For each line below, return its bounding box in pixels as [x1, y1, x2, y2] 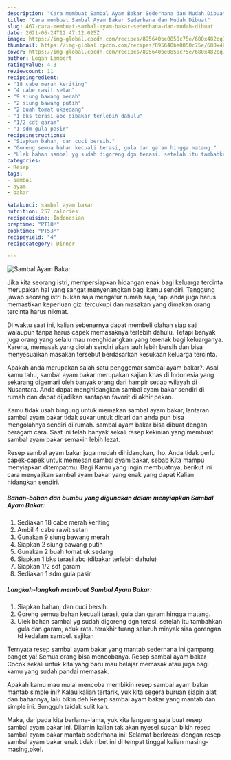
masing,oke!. [7, 745, 43, 754]
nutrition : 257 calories [7, 208, 78, 215]
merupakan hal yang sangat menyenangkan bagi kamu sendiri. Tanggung [7, 286, 215, 294]
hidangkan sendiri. [7, 478, 60, 486]
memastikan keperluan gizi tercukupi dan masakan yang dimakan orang [7, 300, 211, 308]
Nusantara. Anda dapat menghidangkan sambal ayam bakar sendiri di [7, 386, 205, 394]
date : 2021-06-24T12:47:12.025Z [7, 29, 100, 36]
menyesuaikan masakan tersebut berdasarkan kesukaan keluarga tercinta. [7, 350, 218, 359]
